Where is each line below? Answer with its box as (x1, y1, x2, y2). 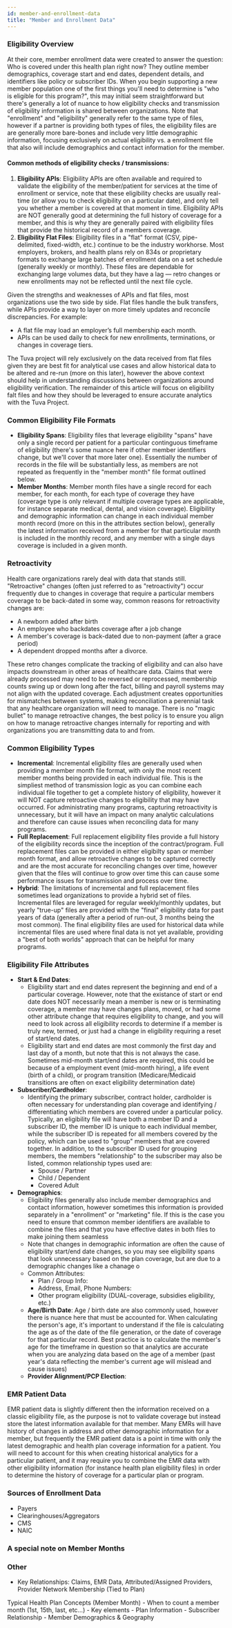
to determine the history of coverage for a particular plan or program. (7, 1471, 204, 1479)
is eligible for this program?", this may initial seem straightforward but (7, 91, 205, 100)
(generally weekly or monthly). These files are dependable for (17, 263, 193, 270)
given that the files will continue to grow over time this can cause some (17, 869, 220, 877)
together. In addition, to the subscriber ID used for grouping (27, 1145, 197, 1153)
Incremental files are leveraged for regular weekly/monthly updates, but (17, 898, 221, 906)
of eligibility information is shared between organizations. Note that (7, 106, 198, 115)
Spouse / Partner (37, 1166, 86, 1175)
